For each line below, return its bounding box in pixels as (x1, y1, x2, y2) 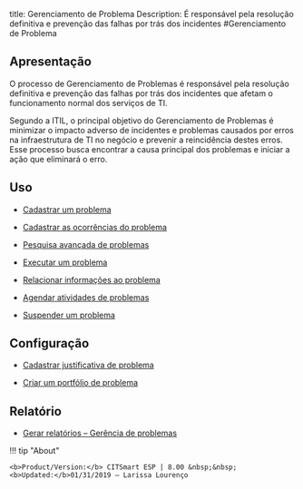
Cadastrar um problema (22, 204, 112, 215)
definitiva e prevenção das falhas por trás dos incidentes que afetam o (9, 87, 274, 99)
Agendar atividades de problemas (22, 291, 150, 303)
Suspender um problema (22, 309, 116, 320)
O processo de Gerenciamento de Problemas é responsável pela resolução (9, 78, 290, 89)
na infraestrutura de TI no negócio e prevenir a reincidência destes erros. (9, 134, 283, 145)
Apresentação (9, 54, 93, 70)
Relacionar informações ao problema (22, 274, 161, 285)
